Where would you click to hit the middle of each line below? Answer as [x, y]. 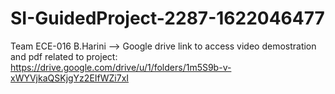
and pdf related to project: [64, 56]
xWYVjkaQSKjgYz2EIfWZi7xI [70, 78]
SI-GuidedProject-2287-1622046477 [167, 18]
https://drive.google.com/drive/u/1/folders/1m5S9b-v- [121, 67]
